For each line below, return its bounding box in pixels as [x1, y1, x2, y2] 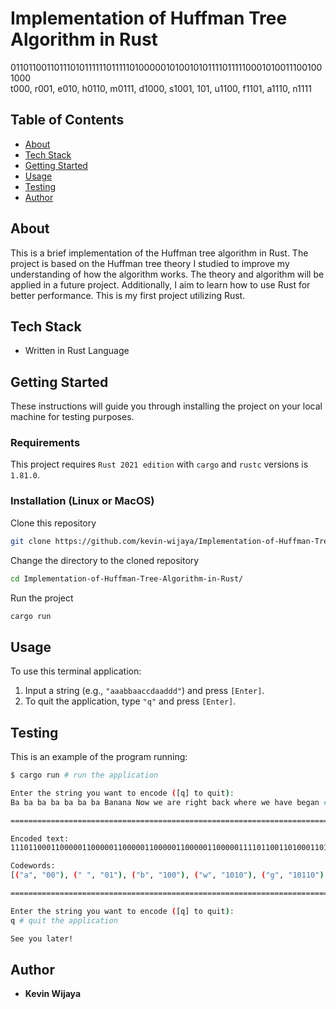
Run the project [10, 592, 74, 604]
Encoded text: [10, 833, 70, 844]
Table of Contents [10, 112, 125, 129]
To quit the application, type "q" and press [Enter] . [24, 695, 237, 707]
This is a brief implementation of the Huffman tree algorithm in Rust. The [10, 247, 309, 259]
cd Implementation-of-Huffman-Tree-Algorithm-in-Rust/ [10, 573, 244, 584]
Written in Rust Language [24, 345, 130, 357]
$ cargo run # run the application [10, 770, 159, 781]
